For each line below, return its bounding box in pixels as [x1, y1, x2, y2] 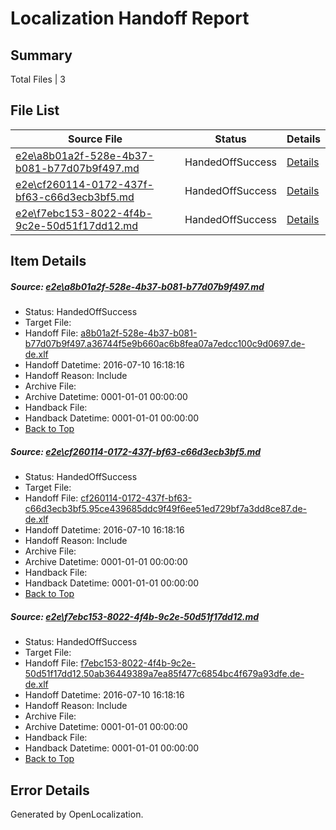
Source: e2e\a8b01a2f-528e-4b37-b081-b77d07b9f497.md [10, 280, 265, 292]
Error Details [10, 782, 90, 799]
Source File [67, 132, 123, 146]
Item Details [10, 253, 87, 270]
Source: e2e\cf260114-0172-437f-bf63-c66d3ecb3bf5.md [10, 445, 262, 457]
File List [10, 102, 60, 119]
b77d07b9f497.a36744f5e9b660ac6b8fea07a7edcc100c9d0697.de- [24, 338, 306, 350]
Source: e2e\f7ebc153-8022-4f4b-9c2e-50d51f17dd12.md [10, 610, 260, 622]
